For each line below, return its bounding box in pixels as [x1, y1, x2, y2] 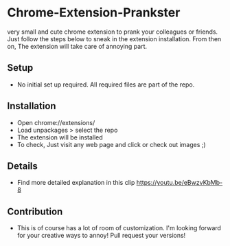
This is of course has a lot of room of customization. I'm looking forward [16, 224, 222, 232]
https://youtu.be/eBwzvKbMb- [136, 179, 223, 187]
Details [7, 160, 38, 172]
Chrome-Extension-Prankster [7, 5, 181, 21]
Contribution [7, 205, 63, 217]
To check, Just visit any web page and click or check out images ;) [16, 140, 206, 148]
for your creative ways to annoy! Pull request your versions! [16, 232, 186, 240]
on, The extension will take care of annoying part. [7, 42, 148, 50]
